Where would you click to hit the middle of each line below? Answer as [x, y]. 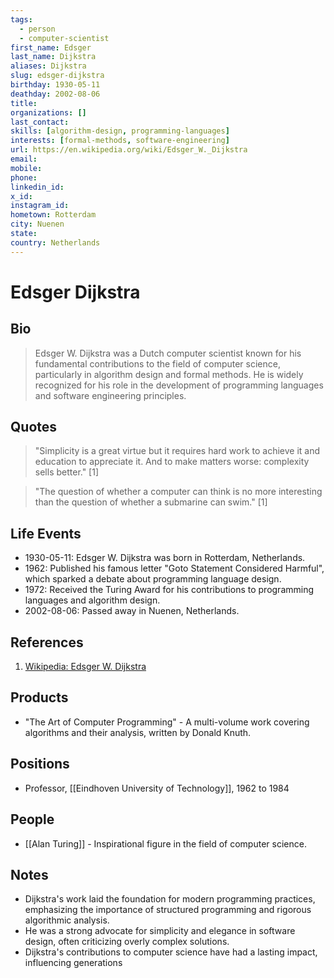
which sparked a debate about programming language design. [153, 579]
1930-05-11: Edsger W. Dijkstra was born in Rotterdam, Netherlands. [165, 558]
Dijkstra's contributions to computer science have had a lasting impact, [171, 952]
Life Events [46, 533]
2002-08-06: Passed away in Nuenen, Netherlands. [132, 611]
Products [39, 697]
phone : [24, 177]
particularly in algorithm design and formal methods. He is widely [169, 374]
